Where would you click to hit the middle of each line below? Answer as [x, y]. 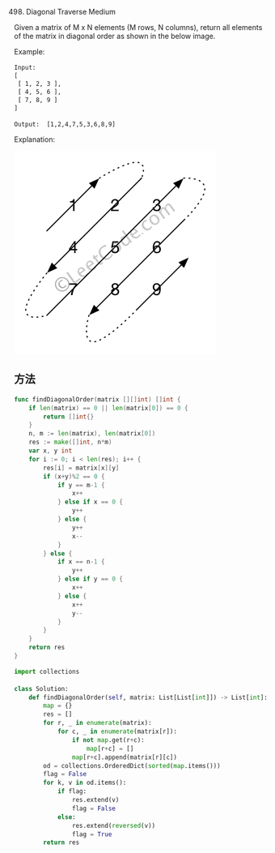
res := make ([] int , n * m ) [70, 442]
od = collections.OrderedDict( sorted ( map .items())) [132, 765]
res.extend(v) [95, 800]
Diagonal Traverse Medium [71, 12]
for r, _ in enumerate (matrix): [98, 723]
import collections [47, 671]
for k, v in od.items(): [85, 783]
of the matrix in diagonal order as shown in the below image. [115, 36]
